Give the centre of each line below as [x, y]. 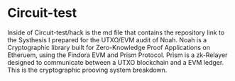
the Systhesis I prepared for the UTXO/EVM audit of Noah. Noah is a [107, 39]
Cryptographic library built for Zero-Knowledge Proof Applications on [109, 47]
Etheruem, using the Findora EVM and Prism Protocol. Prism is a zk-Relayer [117, 55]
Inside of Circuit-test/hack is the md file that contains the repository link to [116, 32]
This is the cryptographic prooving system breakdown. [87, 70]
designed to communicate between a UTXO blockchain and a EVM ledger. [116, 62]
